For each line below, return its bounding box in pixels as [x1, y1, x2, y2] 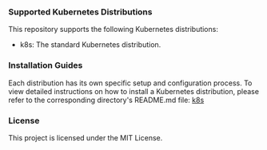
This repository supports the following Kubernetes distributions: [8, 25, 218, 34]
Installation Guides [8, 60, 83, 71]
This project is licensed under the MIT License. [8, 132, 163, 142]
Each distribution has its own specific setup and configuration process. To [8, 78, 253, 88]
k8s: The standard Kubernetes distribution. [19, 40, 161, 49]
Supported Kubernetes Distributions [8, 6, 153, 18]
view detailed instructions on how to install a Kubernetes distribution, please [8, 86, 260, 96]
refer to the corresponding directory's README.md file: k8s [8, 95, 205, 105]
